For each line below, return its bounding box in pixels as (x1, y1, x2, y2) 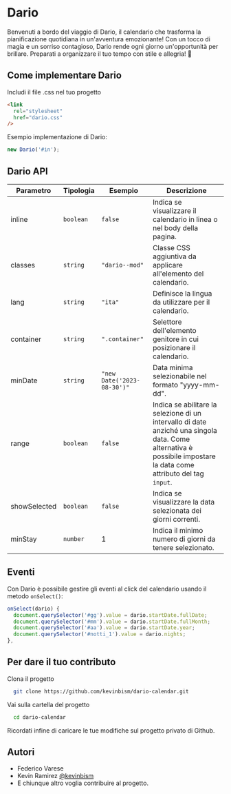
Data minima (152, 363, 193, 372)
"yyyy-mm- (179, 380, 220, 389)
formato (152, 380, 179, 389)
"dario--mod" (101, 261, 144, 269)
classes (10, 260, 36, 269)
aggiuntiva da (152, 252, 197, 261)
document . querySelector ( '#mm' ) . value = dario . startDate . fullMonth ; (13, 618, 211, 625)
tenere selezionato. (152, 542, 214, 552)
